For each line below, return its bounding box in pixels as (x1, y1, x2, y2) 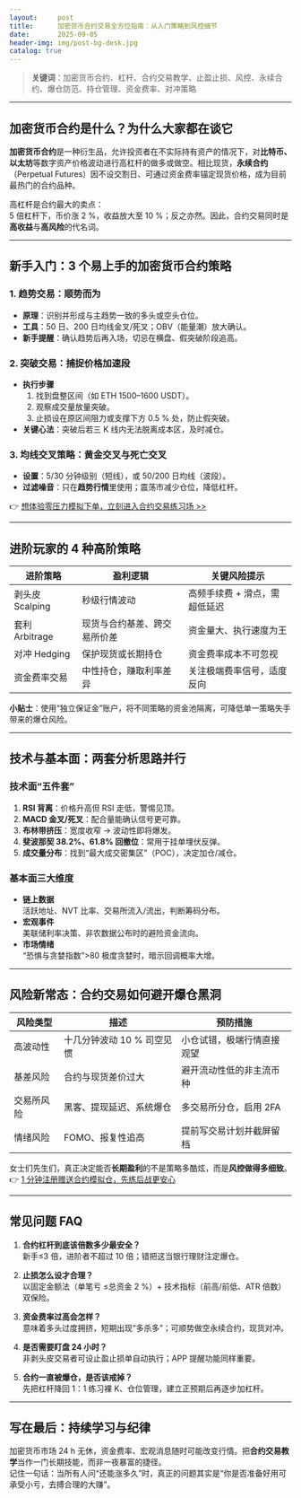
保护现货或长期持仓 (82, 648, 163, 661)
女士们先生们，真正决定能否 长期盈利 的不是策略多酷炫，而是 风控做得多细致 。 (9, 1162, 292, 1173)
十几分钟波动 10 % (64, 1033, 143, 1046)
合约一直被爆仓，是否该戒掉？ (21, 1371, 133, 1382)
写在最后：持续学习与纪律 (9, 1420, 150, 1436)
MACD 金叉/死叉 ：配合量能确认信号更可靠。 (21, 813, 185, 824)
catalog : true (9, 47, 63, 56)
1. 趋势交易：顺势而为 (9, 288, 101, 301)
